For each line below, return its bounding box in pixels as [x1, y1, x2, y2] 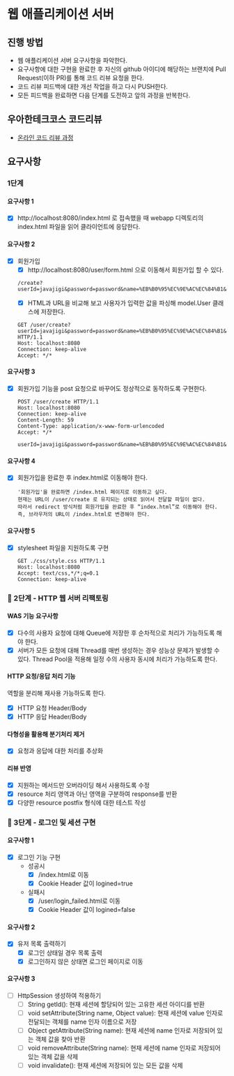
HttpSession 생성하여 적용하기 [17, 991, 102, 999]
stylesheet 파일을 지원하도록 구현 [17, 543, 109, 552]
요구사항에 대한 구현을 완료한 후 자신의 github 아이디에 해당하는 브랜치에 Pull [17, 65, 226, 73]
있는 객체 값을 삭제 [27, 1052, 79, 1061]
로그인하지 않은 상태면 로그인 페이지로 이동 [27, 957, 143, 966]
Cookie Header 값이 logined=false [38, 906, 136, 914]
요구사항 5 [7, 526, 36, 535]
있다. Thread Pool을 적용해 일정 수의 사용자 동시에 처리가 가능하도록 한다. [17, 654, 218, 663]
